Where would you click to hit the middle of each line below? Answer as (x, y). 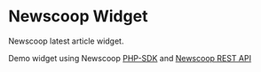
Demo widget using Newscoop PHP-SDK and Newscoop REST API (130, 58)
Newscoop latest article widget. (66, 41)
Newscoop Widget (78, 16)
